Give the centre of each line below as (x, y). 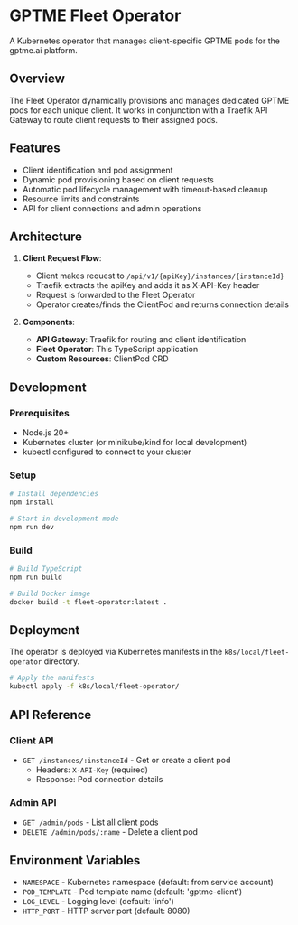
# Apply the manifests (52, 678)
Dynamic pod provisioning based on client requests (118, 179)
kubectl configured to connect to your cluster (107, 452)
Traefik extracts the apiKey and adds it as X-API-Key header (148, 285)
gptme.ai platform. (44, 50)
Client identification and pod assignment (98, 170)
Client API (32, 740)
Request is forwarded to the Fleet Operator (116, 295)
